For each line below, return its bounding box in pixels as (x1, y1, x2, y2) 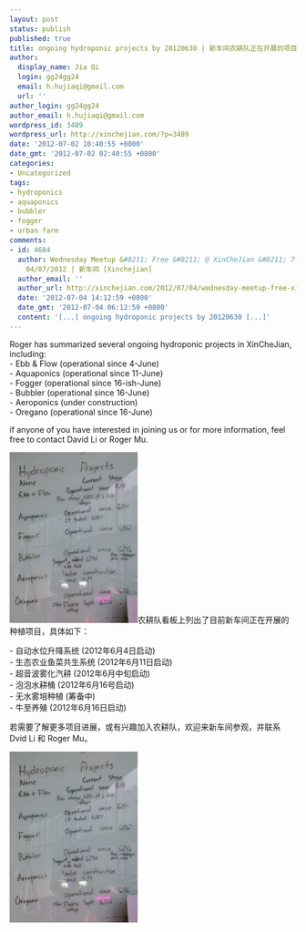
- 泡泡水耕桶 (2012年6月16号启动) (9, 679, 135, 690)
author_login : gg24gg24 (9, 101, 100, 110)
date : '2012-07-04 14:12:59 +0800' (17, 293, 153, 302)
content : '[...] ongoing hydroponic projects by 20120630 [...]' (17, 312, 271, 322)
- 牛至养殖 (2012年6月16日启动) (9, 702, 127, 712)
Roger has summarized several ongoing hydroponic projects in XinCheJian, (9, 338, 292, 350)
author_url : (17, 283, 64, 293)
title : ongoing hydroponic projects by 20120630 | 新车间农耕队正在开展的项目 (9, 44, 298, 53)
